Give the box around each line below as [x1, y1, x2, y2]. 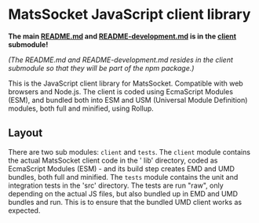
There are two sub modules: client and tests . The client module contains [8, 147, 251, 156]
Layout [8, 126, 43, 140]
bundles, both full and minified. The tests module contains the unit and [8, 172, 239, 181]
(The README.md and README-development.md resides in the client [8, 55, 234, 64]
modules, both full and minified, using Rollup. [8, 104, 155, 113]
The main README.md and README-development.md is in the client [8, 31, 237, 41]
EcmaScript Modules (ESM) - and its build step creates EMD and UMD [8, 163, 235, 174]
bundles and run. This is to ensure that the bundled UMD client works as [8, 197, 242, 207]
